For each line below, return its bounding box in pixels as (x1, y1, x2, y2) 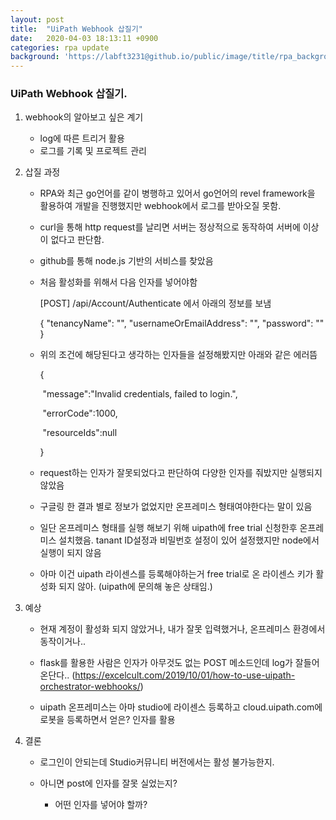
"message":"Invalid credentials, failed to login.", (42, 388, 238, 400)
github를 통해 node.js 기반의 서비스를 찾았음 (39, 255, 214, 267)
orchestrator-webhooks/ (39, 681, 141, 693)
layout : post (10, 14, 65, 25)
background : (10, 52, 60, 62)
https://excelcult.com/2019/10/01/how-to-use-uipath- (74, 669, 296, 681)
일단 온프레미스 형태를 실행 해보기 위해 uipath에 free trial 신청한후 (39, 522, 298, 534)
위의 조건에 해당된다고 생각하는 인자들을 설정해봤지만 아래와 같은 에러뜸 (39, 349, 318, 361)
